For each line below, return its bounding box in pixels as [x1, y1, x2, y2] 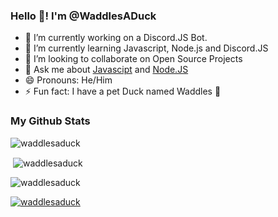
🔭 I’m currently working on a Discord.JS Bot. [24, 32, 208, 44]
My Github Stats [10, 114, 91, 128]
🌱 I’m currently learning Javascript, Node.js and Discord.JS [24, 42, 269, 54]
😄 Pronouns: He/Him [24, 74, 113, 86]
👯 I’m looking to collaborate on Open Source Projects [24, 53, 243, 65]
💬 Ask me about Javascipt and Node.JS [24, 64, 189, 76]
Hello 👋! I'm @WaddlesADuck [10, 9, 157, 23]
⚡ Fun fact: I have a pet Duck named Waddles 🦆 [24, 85, 222, 98]
